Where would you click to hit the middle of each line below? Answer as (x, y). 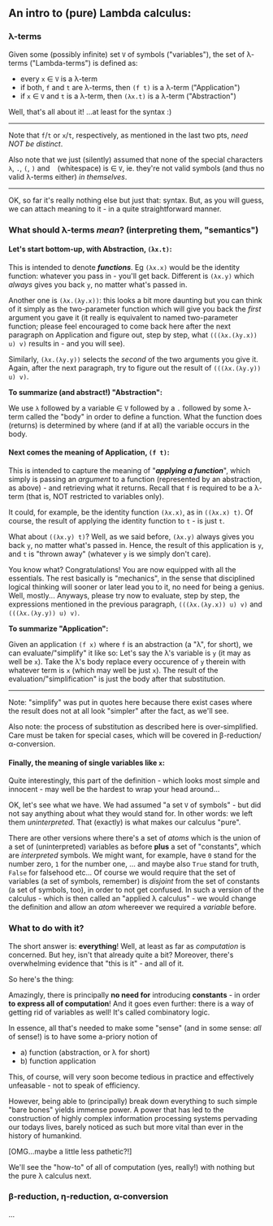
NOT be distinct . (36, 143)
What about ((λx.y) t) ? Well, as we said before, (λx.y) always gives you (131, 537)
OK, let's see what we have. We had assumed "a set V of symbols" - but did (135, 805)
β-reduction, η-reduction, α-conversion (89, 1197)
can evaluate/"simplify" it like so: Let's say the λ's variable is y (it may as (130, 653)
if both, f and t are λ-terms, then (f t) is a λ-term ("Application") (130, 87)
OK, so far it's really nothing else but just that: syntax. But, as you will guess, (136, 200)
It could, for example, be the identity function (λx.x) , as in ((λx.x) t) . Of (131, 512)
